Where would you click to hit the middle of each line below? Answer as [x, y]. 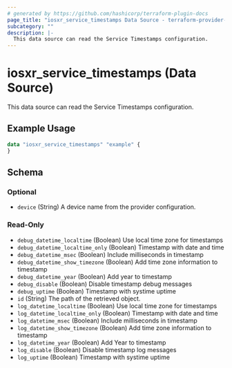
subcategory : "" [30, 26]
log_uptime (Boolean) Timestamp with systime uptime [94, 357]
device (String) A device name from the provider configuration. [106, 207]
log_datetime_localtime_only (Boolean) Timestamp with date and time [118, 313]
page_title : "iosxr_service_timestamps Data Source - [86, 20]
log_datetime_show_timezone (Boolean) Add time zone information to [114, 327]
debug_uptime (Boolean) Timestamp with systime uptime [96, 291]
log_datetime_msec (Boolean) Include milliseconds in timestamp [107, 320]
